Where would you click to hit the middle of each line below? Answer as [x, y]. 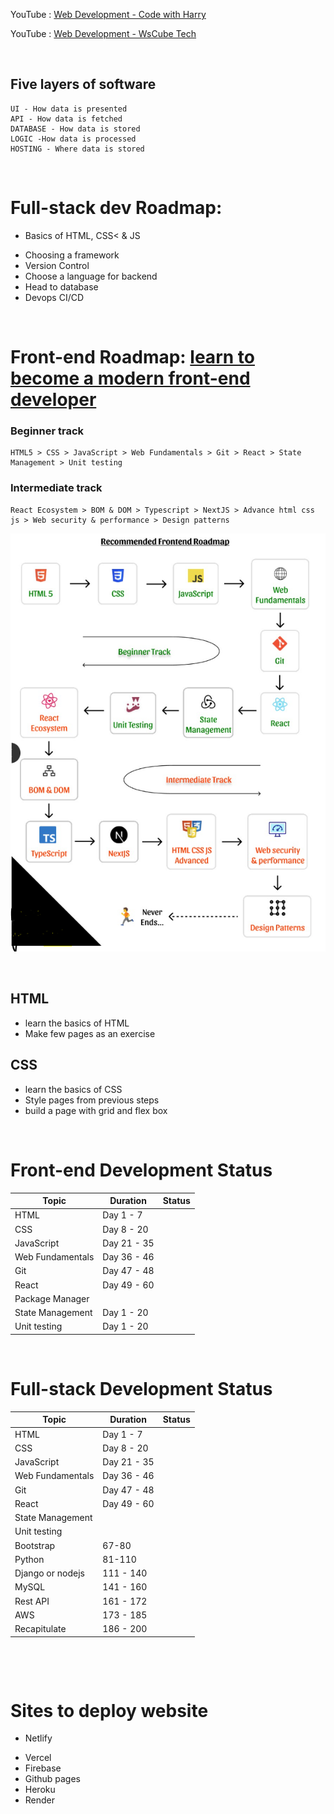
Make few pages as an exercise [90, 1033]
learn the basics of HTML [77, 1023]
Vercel [38, 1758]
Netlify [38, 1738]
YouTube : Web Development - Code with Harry [108, 14]
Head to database [61, 286]
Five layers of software [83, 84]
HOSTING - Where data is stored [77, 149]
